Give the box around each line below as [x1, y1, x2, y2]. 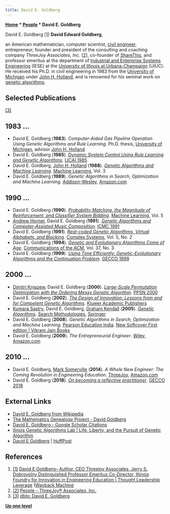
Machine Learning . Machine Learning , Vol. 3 [12, 168, 106, 174]
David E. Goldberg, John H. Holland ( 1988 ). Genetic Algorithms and [12, 162, 154, 168]
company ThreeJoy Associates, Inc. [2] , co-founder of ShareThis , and [5, 52, 152, 58]
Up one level [5, 503, 32, 509]
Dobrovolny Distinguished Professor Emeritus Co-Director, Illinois [12, 471, 149, 477]
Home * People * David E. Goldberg [5, 21, 81, 27]
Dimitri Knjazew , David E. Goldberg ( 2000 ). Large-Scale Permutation [12, 283, 157, 290]
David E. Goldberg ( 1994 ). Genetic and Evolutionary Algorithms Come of [12, 240, 165, 246]
